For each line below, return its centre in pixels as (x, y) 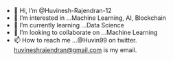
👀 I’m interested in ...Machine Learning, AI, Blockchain (90, 18)
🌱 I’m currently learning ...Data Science (69, 25)
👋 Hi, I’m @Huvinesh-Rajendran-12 (62, 11)
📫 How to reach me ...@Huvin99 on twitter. (75, 40)
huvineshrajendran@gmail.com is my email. (75, 50)
